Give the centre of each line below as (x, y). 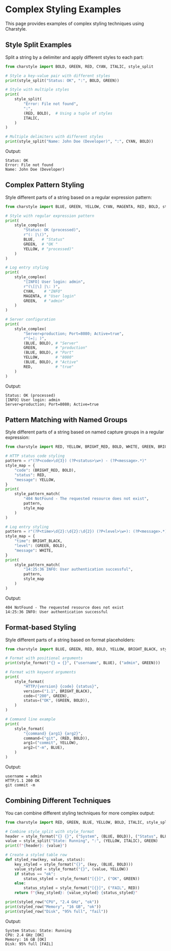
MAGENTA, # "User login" (50, 296)
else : (20, 883)
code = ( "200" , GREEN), (47, 696)
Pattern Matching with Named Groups (66, 419)
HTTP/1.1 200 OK (22, 780)
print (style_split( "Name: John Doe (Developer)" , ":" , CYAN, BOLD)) (79, 142)
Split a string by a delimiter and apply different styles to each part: (75, 57)
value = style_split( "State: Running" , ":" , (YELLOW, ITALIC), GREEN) (82, 841)
